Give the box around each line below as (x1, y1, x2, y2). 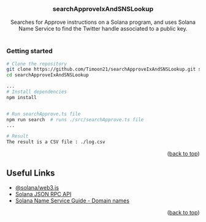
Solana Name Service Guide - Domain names (15, 197, 130, 204)
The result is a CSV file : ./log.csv (6, 139, 105, 145)
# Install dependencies (6, 89, 67, 95)
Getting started (6, 47, 53, 56)
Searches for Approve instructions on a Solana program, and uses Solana (10, 18, 196, 26)
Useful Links (6, 168, 55, 178)
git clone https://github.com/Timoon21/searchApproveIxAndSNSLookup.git (6, 66, 196, 73)
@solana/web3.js (15, 184, 59, 191)
